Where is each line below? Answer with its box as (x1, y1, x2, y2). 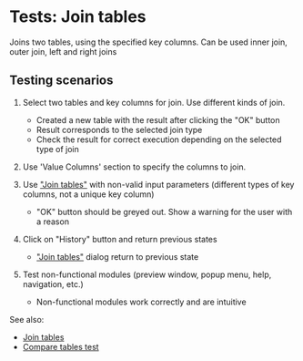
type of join (35, 143, 79, 154)
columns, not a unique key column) (22, 189, 155, 200)
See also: (9, 314, 45, 325)
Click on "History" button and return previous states (22, 233, 217, 244)
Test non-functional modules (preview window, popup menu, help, (22, 269, 272, 280)
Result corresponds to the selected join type (35, 124, 203, 135)
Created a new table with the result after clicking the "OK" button (35, 114, 280, 125)
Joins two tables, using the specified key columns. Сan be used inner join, (9, 36, 288, 47)
